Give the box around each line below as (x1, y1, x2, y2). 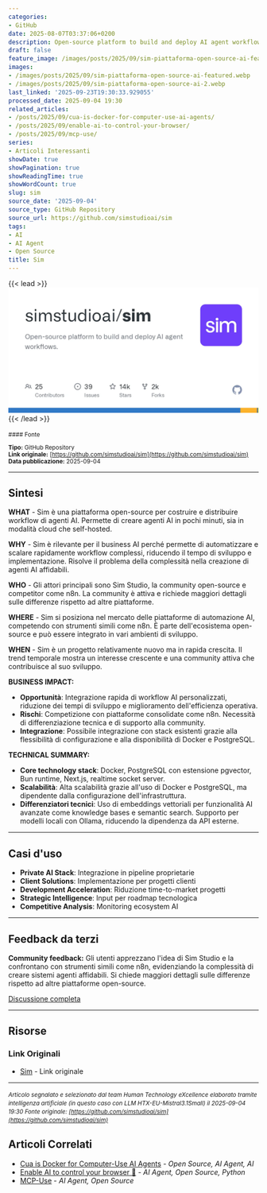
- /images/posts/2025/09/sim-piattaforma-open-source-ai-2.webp (8, 79, 226, 87)
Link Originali (8, 1048, 61, 1059)
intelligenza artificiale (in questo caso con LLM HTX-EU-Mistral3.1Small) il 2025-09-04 (8, 1099, 246, 1107)
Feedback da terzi (8, 932, 99, 946)
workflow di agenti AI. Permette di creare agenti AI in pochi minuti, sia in (8, 516, 244, 525)
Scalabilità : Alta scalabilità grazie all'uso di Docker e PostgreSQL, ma (19, 783, 248, 792)
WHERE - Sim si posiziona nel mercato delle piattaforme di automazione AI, (8, 613, 256, 622)
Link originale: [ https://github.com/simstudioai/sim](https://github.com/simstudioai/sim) (8, 450, 249, 459)
